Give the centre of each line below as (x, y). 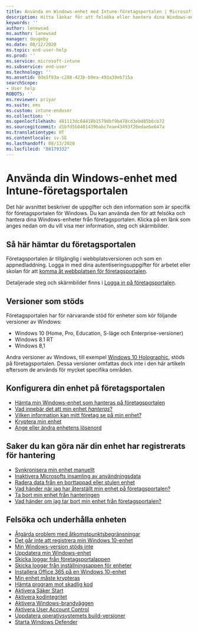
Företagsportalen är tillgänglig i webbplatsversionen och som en (84, 259)
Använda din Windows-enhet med (92, 178)
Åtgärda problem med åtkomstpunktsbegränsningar (77, 534)
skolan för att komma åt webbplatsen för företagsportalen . (77, 271)
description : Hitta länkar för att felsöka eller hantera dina (85, 17)
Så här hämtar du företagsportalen (71, 244)
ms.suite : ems (24, 105)
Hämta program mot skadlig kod (54, 584)
